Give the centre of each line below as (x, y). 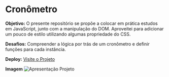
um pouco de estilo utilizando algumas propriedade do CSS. (68, 34)
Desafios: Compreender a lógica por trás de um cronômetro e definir (77, 44)
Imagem (14, 69)
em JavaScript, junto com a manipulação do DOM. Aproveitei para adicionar (84, 28)
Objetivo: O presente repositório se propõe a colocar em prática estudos (82, 23)
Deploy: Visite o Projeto (30, 59)
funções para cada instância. (36, 49)
